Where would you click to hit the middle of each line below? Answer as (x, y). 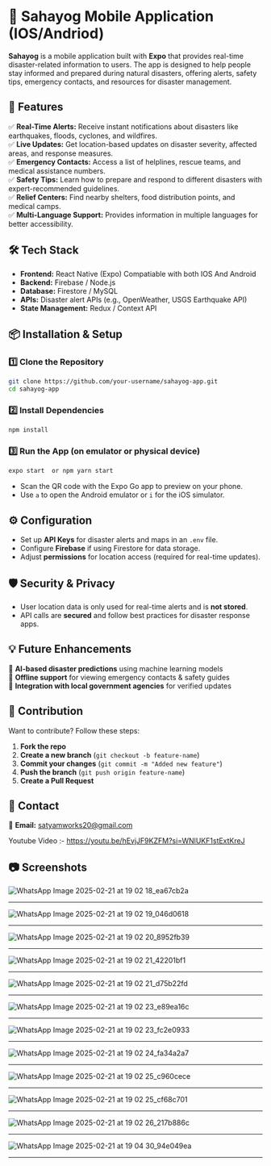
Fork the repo (43, 746)
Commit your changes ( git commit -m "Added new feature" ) (121, 763)
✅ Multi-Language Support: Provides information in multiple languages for (133, 215)
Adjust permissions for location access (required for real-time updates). (140, 557)
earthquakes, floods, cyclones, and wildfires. (83, 136)
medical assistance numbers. (57, 171)
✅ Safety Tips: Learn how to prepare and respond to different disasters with (135, 179)
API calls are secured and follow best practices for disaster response (135, 615)
